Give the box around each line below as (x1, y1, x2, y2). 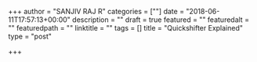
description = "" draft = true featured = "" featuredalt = (71, 15, 249, 24)
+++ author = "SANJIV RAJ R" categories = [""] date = (8, 7, 185, 16)
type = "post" (8, 31, 52, 41)
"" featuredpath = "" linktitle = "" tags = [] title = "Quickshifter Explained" (8, 24, 244, 32)
